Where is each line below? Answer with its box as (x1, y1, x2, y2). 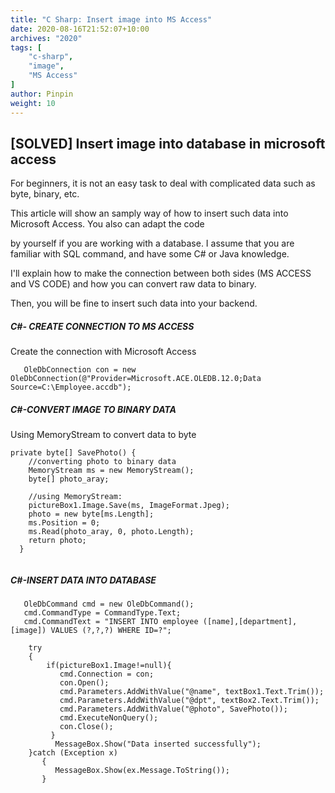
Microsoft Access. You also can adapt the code (10, 218, 205, 230)
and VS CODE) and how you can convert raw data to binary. (10, 278, 257, 290)
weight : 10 (10, 98, 56, 108)
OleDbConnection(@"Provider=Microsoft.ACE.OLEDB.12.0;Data (10, 374, 262, 384)
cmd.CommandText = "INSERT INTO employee (23, 617, 199, 627)
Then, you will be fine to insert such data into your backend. (10, 297, 258, 310)
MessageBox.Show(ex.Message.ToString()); (54, 766, 230, 776)
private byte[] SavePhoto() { (10, 448, 137, 458)
